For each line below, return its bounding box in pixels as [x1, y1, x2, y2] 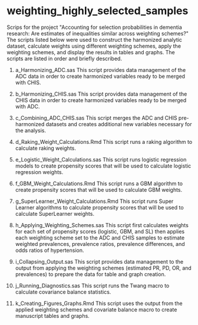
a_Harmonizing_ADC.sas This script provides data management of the [15, 66, 186, 73]
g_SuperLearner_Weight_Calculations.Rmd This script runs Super [15, 198, 174, 205]
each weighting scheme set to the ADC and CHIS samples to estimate [15, 234, 185, 241]
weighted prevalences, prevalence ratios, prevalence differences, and [15, 240, 185, 247]
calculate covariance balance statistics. [15, 288, 111, 296]
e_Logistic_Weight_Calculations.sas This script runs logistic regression [15, 156, 187, 163]
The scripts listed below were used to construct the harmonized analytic [6, 36, 182, 43]
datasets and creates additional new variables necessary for [45, 120, 192, 127]
